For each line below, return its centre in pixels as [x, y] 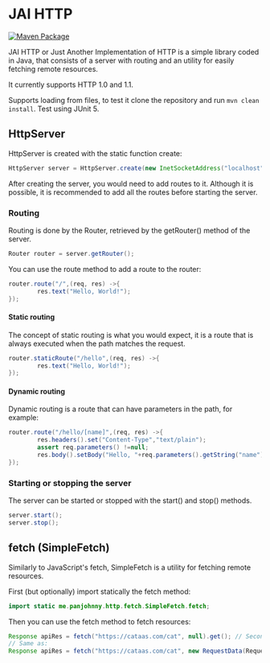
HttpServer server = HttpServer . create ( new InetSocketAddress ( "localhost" [136, 168]
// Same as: [28, 644]
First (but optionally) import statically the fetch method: [100, 591]
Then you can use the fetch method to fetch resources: [100, 621]
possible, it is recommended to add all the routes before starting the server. [133, 192]
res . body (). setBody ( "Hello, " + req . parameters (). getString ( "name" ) [151, 455]
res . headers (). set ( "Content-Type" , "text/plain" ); [122, 440]
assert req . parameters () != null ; [93, 447]
